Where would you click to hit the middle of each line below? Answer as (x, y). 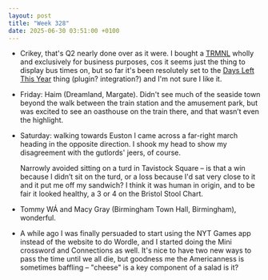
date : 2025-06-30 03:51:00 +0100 (64, 30)
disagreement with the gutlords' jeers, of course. (100, 152)
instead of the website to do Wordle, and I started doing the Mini (126, 242)
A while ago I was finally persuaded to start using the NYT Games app (136, 233)
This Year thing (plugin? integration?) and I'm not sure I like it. (121, 79)
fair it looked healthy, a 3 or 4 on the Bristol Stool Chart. (112, 194)
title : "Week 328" (39, 23)
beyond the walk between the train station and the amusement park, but (139, 103)
